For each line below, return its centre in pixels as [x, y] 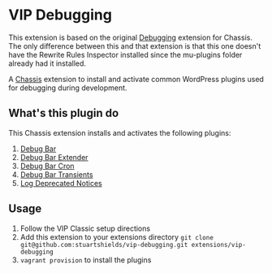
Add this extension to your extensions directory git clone [117, 236]
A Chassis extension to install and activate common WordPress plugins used [136, 79]
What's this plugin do [64, 113]
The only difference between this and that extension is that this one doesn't [135, 45]
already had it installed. [47, 63]
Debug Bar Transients [56, 174]
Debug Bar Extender [54, 157]
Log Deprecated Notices [61, 183]
